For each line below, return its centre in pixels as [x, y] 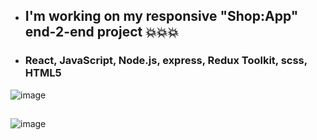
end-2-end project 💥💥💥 [102, 32]
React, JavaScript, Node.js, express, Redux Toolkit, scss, [166, 61]
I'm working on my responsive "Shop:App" [161, 16]
